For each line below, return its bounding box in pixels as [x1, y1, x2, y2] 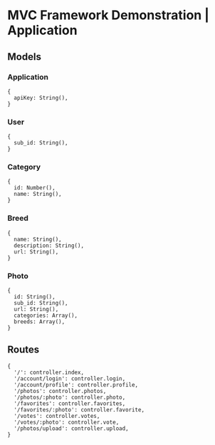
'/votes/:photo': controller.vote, [14, 419, 120, 426]
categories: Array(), [14, 312, 78, 320]
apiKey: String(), [14, 94, 69, 101]
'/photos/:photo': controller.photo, [14, 394, 126, 401]
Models [7, 51, 41, 63]
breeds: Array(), [14, 318, 65, 325]
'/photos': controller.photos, [14, 387, 107, 394]
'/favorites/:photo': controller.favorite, [14, 406, 145, 413]
